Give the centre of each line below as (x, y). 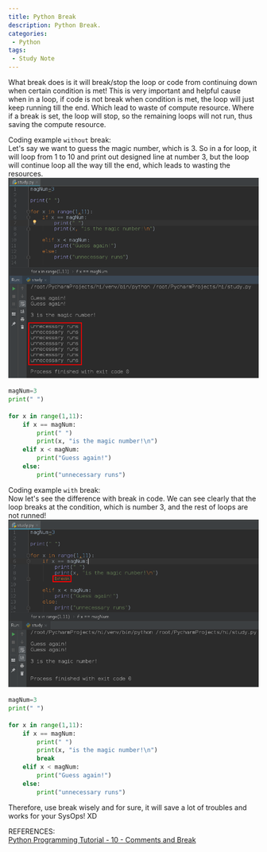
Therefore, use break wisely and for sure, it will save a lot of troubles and (128, 807)
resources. (26, 174)
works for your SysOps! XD (53, 815)
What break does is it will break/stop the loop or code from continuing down (133, 82)
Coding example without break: (60, 140)
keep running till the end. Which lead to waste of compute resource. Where (131, 108)
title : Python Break (43, 17)
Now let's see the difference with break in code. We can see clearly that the (132, 498)
